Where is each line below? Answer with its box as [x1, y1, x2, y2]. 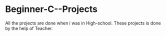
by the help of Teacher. [5, 25, 53, 31]
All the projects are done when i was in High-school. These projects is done [5, 20, 161, 26]
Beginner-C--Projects [5, 3, 97, 15]
